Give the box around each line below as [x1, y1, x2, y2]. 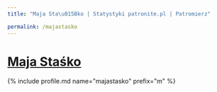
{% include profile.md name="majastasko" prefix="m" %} [7, 77, 176, 86]
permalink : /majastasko [7, 23, 78, 30]
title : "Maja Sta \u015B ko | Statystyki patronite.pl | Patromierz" [7, 10, 211, 18]
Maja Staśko [7, 54, 82, 69]
